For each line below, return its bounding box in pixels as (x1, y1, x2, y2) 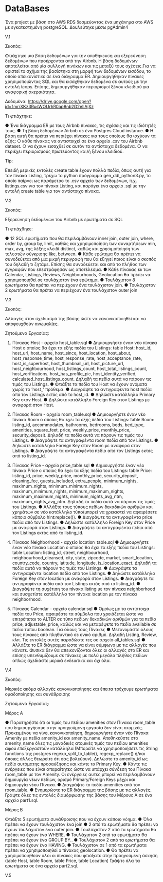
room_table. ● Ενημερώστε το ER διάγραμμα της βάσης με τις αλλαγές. (5, 787, 152, 793)
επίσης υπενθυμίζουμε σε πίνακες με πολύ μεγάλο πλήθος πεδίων (12, 652, 148, 658)
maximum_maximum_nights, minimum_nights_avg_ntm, (12, 493, 123, 499)
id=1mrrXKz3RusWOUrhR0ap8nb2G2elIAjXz (5, 103, 94, 109)
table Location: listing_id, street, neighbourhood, (12, 550, 109, 555)
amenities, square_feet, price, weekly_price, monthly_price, (12, 427, 131, 432)
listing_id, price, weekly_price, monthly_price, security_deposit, (12, 472, 138, 478)
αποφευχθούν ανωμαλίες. (5, 321, 59, 327)
